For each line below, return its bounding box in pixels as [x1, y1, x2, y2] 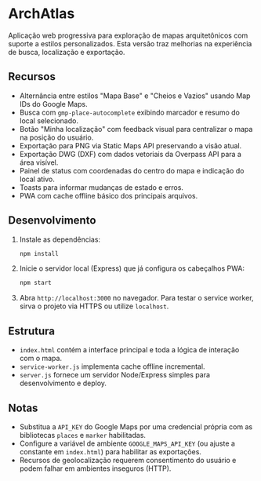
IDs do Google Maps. [19, 99, 88, 108]
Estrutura [8, 324, 56, 337]
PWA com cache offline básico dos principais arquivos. [19, 191, 198, 200]
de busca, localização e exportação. [8, 47, 125, 56]
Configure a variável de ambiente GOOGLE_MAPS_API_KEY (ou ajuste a [19, 439, 235, 448]
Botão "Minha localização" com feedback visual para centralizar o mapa [19, 124, 253, 133]
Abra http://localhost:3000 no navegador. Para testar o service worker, [19, 293, 254, 303]
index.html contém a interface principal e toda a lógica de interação [19, 345, 240, 355]
